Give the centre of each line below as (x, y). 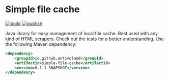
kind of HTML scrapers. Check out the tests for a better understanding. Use (85, 39)
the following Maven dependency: (41, 44)
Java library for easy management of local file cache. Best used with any (82, 33)
